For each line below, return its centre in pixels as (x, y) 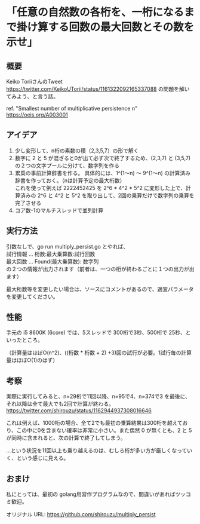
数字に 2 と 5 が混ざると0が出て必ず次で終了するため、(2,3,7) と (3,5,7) (103, 158)
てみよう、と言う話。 (32, 96)
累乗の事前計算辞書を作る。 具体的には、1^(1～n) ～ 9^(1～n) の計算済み (103, 173)
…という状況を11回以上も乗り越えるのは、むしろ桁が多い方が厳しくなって (97, 451)
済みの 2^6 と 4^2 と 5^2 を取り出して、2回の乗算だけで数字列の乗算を (107, 195)
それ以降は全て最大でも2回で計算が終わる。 (60, 404)
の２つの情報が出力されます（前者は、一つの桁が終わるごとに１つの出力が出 (100, 269)
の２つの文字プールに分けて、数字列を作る (67, 166)
